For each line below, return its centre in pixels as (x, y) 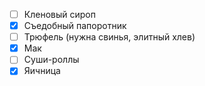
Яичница (42, 71)
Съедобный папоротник (75, 26)
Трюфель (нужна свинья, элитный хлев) (109, 37)
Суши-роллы (51, 60)
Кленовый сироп (59, 14)
